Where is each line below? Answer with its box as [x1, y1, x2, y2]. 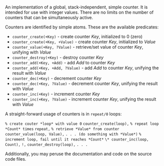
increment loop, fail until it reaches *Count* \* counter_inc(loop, [5, 137, 149, 142]
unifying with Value [12, 49, 51, 55]
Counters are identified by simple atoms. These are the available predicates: [5, 24, 159, 30]
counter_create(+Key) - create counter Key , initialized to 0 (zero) [12, 34, 143, 39]
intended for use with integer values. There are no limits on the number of [5, 9, 154, 15]
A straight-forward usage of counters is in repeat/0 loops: [5, 111, 122, 117]
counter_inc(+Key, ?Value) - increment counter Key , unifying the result [12, 96, 157, 102]
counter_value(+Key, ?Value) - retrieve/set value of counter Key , [12, 44, 143, 50]
